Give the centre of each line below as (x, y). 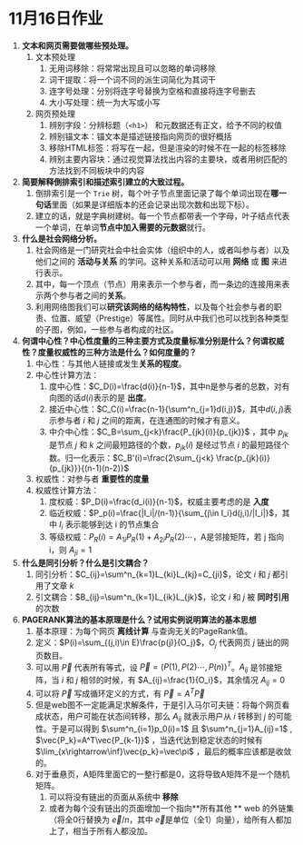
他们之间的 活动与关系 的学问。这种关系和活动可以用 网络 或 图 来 (157, 261)
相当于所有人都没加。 (113, 831)
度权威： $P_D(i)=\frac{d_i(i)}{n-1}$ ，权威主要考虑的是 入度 (159, 502)
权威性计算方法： (67, 490)
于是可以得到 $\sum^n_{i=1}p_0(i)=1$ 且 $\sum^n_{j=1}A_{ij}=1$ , (172, 729)
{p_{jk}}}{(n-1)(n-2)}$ (89, 468)
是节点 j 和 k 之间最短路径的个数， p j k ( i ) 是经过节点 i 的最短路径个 (169, 446)
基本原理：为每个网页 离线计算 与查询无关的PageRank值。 (144, 631)
